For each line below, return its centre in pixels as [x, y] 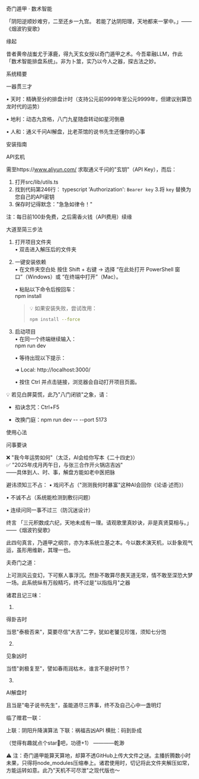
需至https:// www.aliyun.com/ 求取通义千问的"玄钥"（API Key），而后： [92, 169]
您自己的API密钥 [35, 197]
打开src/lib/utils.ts [36, 182]
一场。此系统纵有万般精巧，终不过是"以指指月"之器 [68, 582]
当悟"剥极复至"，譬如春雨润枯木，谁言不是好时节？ [68, 668]
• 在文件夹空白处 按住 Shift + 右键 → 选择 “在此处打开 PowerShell [94, 269]
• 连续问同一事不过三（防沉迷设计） [50, 510]
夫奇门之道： [22, 562]
